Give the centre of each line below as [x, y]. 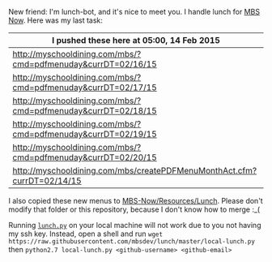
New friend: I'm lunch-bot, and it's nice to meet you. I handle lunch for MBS [134, 12]
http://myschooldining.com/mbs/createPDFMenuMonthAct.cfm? [135, 171]
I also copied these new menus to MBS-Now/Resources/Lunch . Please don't [136, 201]
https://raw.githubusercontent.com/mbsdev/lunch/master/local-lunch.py [132, 242]
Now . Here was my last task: [56, 20]
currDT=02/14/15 [47, 180]
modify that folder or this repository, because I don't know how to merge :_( [134, 209]
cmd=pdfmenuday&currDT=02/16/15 [85, 64]
